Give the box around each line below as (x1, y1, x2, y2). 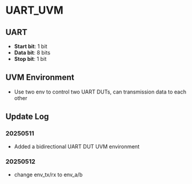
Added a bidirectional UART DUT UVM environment (14, 143, 140, 150)
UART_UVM (5, 4, 64, 17)
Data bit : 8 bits (14, 49, 51, 56)
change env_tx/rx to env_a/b (14, 171, 83, 178)
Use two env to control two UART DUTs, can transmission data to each (14, 88, 187, 95)
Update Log (5, 112, 50, 122)
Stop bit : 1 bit (14, 56, 47, 62)
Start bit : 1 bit (14, 43, 48, 50)
